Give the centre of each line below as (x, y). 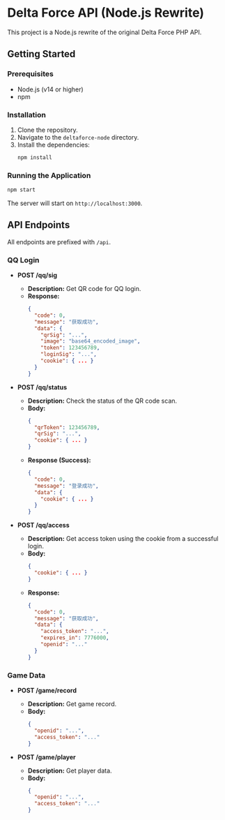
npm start (22, 190)
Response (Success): (60, 460)
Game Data (26, 675)
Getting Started (41, 54)
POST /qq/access (43, 525)
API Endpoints (39, 225)
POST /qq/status (42, 387)
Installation (27, 114)
